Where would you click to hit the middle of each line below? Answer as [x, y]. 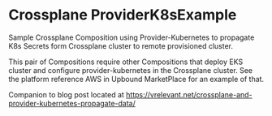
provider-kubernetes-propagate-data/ [72, 103]
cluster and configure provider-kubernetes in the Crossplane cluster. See [131, 70]
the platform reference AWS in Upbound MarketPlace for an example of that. [136, 79]
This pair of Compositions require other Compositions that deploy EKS [126, 62]
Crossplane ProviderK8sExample [123, 15]
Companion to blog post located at [66, 94]
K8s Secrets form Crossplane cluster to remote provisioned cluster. [121, 45]
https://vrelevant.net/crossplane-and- [189, 94]
